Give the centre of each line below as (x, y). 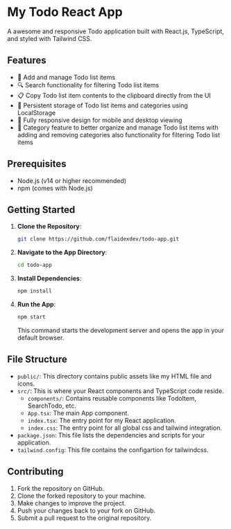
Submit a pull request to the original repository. (84, 518)
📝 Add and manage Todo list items (66, 77)
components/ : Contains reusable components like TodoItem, (112, 398)
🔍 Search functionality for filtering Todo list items (88, 85)
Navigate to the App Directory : (62, 252)
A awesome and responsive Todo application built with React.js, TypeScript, (115, 31)
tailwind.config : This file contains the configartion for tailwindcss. (113, 450)
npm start (32, 317)
